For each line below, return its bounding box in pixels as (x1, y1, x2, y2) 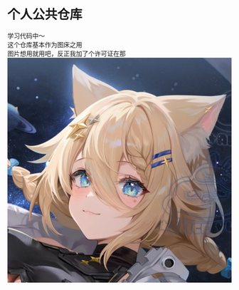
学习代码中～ (7, 31, 45, 40)
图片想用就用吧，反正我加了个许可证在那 (7, 49, 126, 58)
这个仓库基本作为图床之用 (7, 40, 83, 48)
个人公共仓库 (7, 6, 83, 23)
